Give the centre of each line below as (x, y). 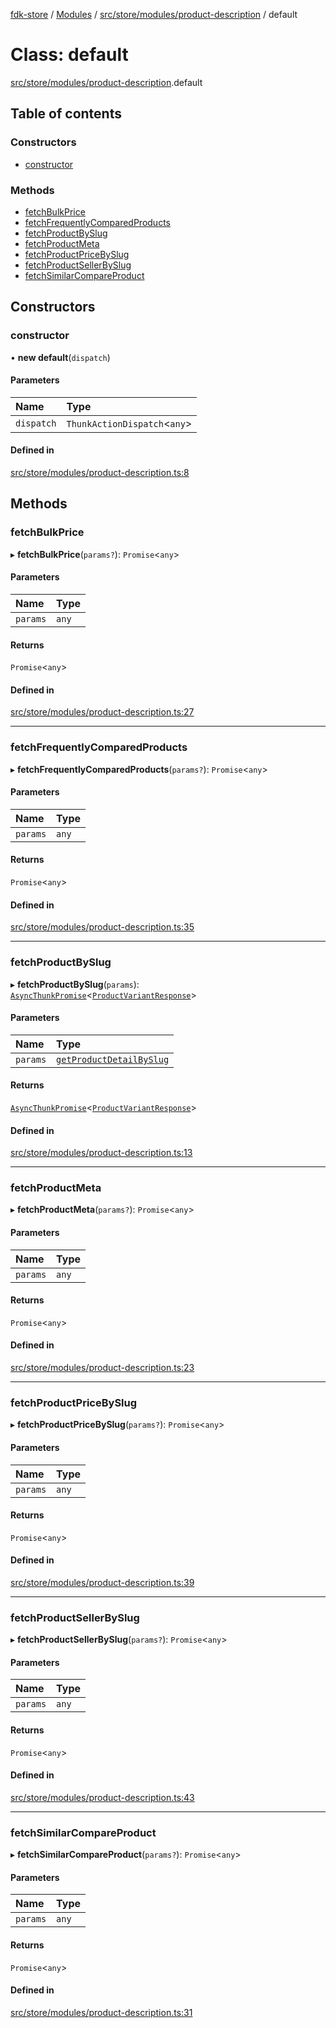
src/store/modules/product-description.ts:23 (102, 1368)
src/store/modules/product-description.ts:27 (102, 712)
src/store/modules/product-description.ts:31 (101, 2012)
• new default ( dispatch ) (60, 357)
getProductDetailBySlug (113, 1059)
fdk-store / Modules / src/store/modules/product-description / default (154, 14)
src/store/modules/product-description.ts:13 (101, 1153)
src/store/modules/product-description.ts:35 (102, 927)
